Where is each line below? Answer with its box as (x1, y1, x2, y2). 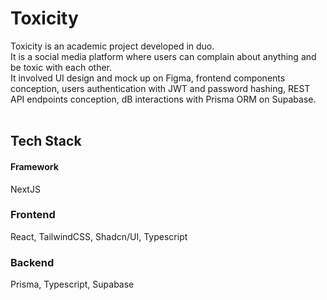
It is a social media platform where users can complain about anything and (10, 50, 317, 62)
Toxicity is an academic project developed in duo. (10, 40, 215, 52)
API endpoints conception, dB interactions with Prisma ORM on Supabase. (10, 93, 317, 105)
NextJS (10, 183, 41, 195)
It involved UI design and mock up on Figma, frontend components (10, 72, 286, 84)
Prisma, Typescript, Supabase (10, 278, 135, 291)
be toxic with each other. (10, 61, 113, 73)
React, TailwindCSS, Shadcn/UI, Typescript (10, 230, 188, 242)
